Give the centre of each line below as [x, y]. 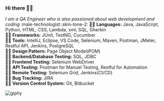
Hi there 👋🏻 [19, 8]
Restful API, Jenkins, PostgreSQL [40, 46]
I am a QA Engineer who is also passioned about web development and [80, 19]
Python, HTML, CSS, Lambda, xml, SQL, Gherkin [56, 30]
